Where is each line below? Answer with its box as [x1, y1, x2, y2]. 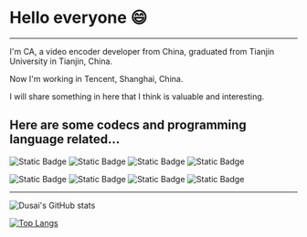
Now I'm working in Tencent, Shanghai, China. [9, 73, 184, 84]
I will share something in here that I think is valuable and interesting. [9, 90, 265, 102]
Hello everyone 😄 [9, 7, 148, 28]
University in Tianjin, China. [9, 56, 112, 67]
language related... [9, 131, 121, 148]
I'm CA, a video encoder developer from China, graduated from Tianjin [9, 46, 275, 57]
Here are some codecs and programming [9, 118, 247, 133]
